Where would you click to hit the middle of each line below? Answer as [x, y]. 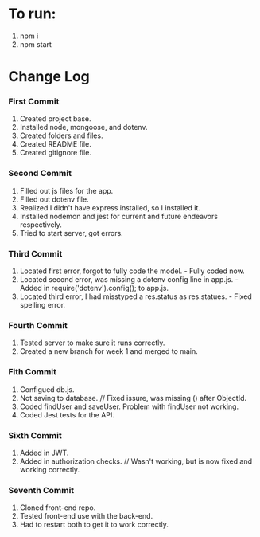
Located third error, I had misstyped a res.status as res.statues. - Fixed [136, 296]
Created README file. [55, 144]
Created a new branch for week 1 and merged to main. [109, 351]
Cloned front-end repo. [58, 508]
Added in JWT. [44, 453]
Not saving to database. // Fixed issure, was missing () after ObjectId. [133, 398]
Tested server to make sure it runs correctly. [92, 343]
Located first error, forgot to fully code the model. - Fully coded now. [132, 271]
